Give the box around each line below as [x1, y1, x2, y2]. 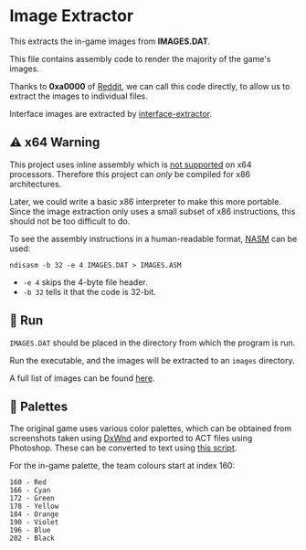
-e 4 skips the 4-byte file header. [22, 276, 148, 288]
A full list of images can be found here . [9, 372, 155, 384]
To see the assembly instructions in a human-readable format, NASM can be [9, 233, 298, 244]
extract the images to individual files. [9, 90, 148, 101]
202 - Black [9, 534, 55, 544]
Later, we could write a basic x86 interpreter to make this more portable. [9, 196, 281, 206]
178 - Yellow [9, 502, 59, 512]
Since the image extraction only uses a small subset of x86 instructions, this [9, 206, 296, 217]
